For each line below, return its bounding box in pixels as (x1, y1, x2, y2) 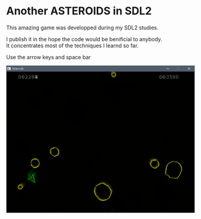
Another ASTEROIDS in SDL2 (6, 4, 152, 18)
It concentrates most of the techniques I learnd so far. (6, 42, 139, 49)
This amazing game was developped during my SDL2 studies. (6, 24, 159, 31)
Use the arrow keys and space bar (6, 53, 91, 60)
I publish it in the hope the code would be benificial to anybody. (6, 35, 163, 42)
